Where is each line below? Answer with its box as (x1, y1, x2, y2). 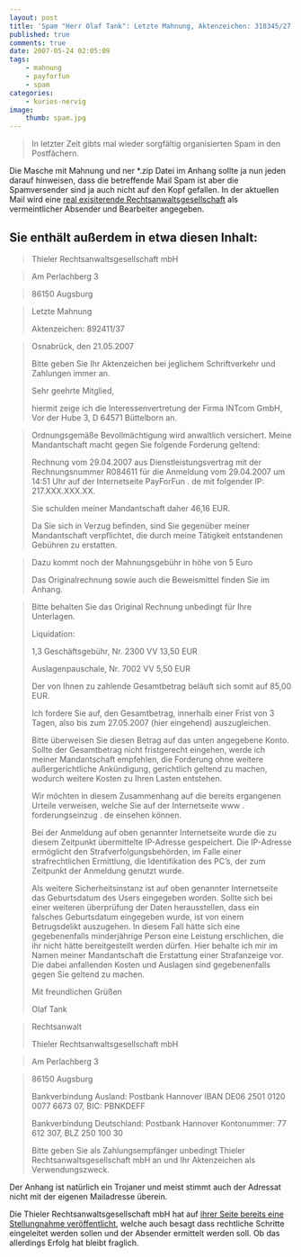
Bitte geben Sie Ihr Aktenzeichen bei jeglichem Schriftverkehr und (31, 357, 276, 369)
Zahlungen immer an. (31, 367, 111, 378)
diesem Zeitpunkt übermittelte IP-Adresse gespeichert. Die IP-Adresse (31, 836, 292, 847)
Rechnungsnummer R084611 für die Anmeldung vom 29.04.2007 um (31, 466, 286, 477)
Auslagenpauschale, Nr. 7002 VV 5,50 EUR (31, 663, 191, 674)
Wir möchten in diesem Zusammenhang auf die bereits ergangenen (31, 790, 281, 801)
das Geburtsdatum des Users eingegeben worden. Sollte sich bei (31, 892, 273, 903)
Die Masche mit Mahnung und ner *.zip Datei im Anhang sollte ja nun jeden (9, 166, 286, 176)
